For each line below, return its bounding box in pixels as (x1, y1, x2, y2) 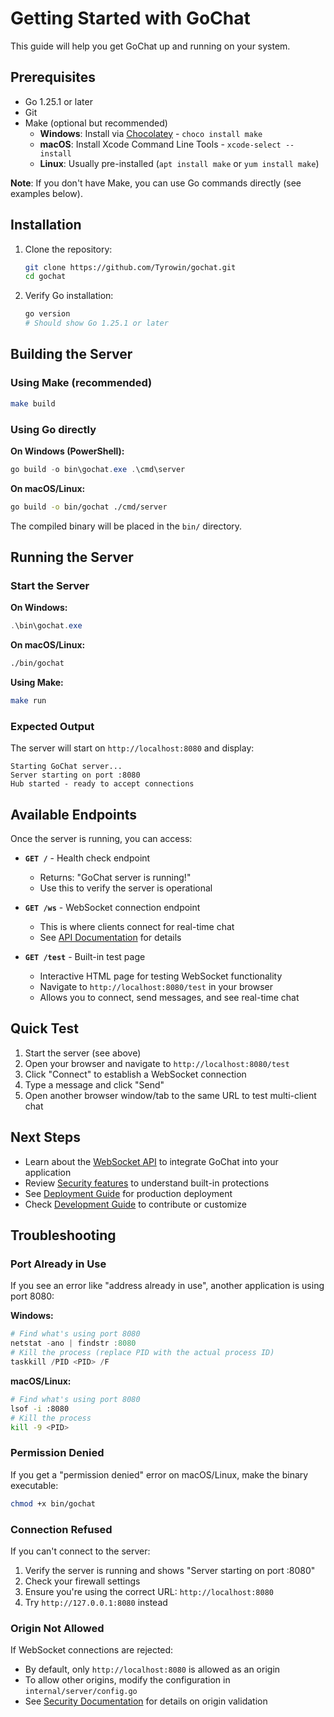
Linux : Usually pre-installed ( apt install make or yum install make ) (39, 157, 320, 169)
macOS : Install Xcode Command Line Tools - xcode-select (39, 138, 282, 150)
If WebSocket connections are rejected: (10, 1644, 174, 1656)
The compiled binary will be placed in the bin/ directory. (10, 520, 243, 532)
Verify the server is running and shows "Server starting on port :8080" (24, 1564, 316, 1576)
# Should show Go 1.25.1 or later (24, 318, 169, 329)
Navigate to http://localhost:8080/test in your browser (39, 981, 274, 993)
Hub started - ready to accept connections (10, 779, 195, 789)
